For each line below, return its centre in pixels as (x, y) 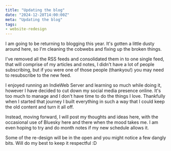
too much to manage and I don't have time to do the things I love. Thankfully (86, 96)
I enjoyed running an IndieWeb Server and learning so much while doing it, (83, 85)
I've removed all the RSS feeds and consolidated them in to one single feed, (85, 59)
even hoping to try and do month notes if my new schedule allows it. (77, 128)
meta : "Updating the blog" (34, 19)
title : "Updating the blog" (35, 10)
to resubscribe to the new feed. (38, 75)
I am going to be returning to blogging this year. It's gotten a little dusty (80, 44)
